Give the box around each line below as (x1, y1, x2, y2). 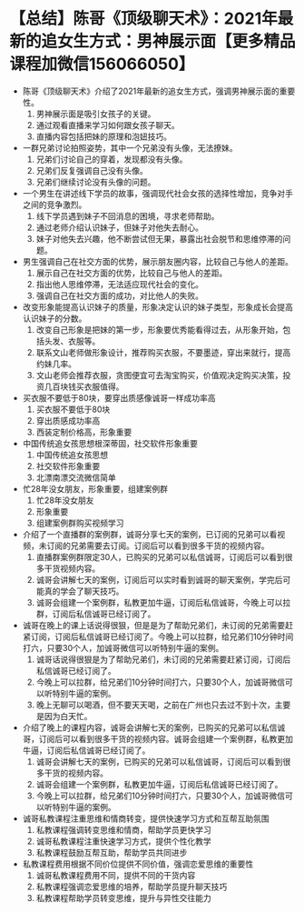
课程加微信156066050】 (9, 54, 195, 75)
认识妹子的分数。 (22, 313, 87, 324)
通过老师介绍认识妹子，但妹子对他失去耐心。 (35, 222, 204, 233)
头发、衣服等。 (44, 336, 101, 346)
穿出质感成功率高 (35, 415, 101, 426)
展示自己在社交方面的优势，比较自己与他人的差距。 (35, 267, 228, 278)
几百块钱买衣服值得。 (44, 381, 124, 392)
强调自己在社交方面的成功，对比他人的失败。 (35, 290, 204, 301)
